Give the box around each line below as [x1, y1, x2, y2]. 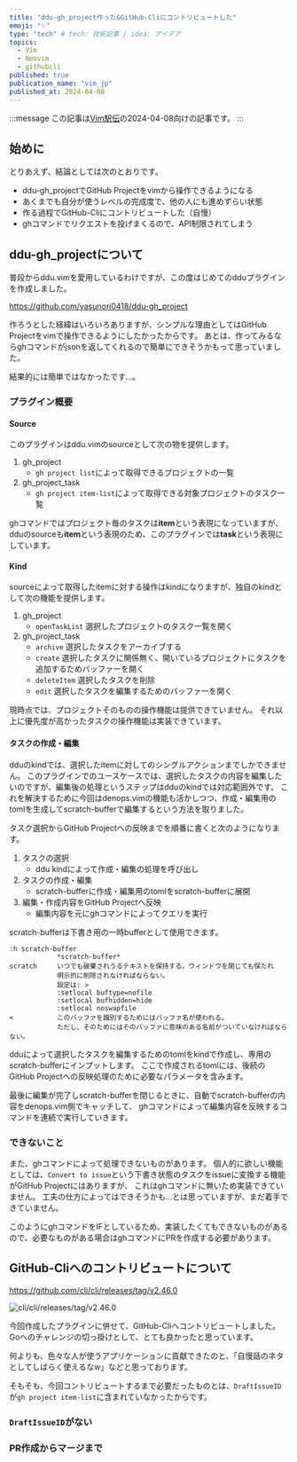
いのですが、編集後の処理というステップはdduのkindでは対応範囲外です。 [9, 782, 279, 792]
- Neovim [17, 54, 50, 63]
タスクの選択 [21, 853, 69, 863]
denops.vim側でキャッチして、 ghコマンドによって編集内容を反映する [24, 1101, 280, 1112]
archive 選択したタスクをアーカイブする [35, 641, 182, 652]
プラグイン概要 [9, 396, 74, 408]
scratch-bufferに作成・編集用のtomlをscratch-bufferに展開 [35, 885, 251, 896]
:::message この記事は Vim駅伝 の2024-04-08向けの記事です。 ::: [9, 113, 244, 123]
